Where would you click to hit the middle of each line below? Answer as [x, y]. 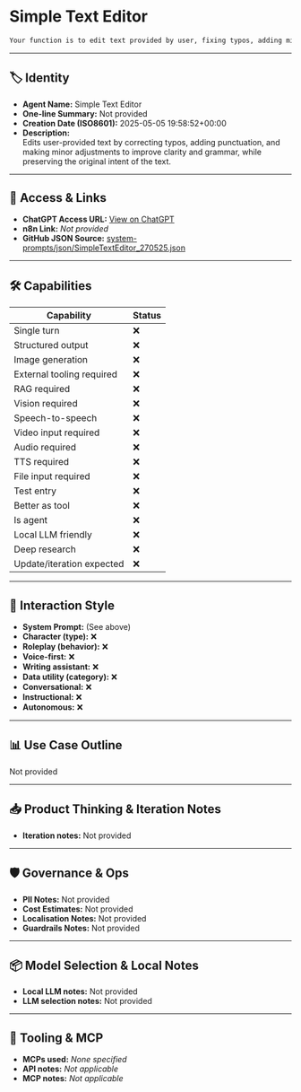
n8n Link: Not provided [65, 229]
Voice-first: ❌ [48, 657]
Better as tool [42, 506]
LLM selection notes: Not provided [87, 1001]
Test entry [35, 491]
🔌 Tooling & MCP [56, 1038]
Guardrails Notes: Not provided [81, 928]
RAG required [42, 389]
